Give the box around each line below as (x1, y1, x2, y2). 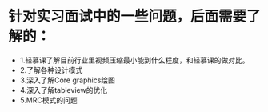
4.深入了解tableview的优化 (19, 85, 108, 94)
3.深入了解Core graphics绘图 (19, 75, 116, 85)
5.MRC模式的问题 (19, 95, 78, 105)
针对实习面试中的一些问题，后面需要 (8, 7, 247, 26)
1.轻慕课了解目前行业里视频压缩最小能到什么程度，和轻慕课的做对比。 (19, 55, 250, 65)
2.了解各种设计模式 (19, 65, 83, 74)
